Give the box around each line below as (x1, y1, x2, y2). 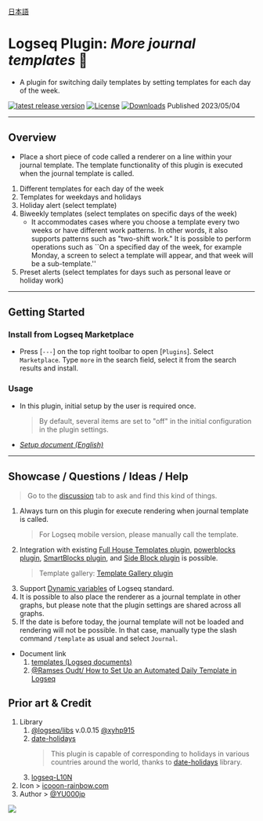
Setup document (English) (19, 440, 104, 449)
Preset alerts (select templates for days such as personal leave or (19, 267, 231, 276)
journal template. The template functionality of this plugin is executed (19, 160, 243, 170)
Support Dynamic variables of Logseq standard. (19, 583, 175, 593)
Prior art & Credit (8, 696, 92, 710)
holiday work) (19, 275, 64, 285)
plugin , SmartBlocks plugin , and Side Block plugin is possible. (19, 553, 218, 563)
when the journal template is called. (19, 168, 135, 178)
